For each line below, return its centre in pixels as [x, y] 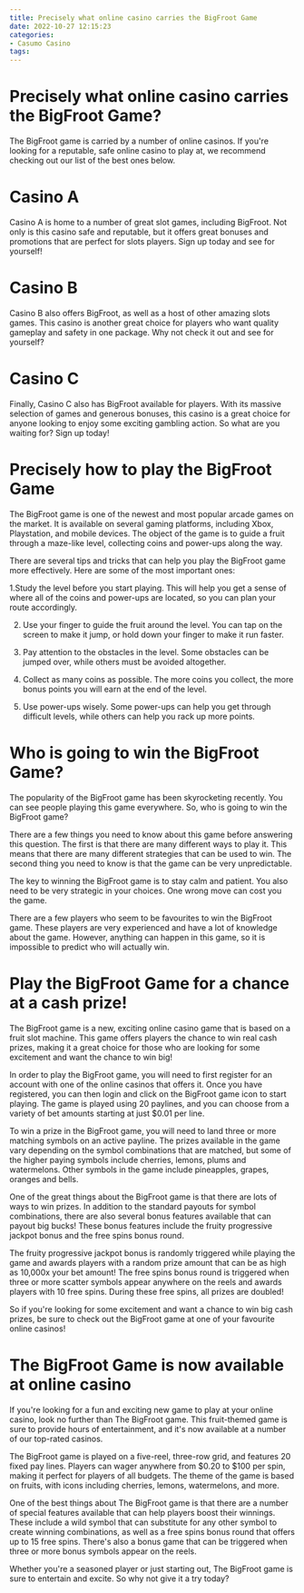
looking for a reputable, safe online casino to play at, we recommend [137, 151]
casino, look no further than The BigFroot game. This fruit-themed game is [148, 1419]
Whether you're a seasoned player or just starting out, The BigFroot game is [151, 1568]
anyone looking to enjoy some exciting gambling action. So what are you [145, 423]
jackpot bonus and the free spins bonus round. [97, 1235]
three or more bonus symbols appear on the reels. [103, 1551]
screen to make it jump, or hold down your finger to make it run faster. [153, 634]
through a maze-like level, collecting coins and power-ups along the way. [146, 543]
